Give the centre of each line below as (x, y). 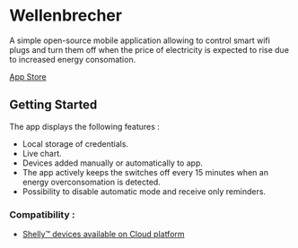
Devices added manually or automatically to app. (113, 163)
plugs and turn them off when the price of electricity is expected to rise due (149, 49)
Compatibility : (42, 214)
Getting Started (53, 105)
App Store (28, 76)
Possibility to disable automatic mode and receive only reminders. (144, 191)
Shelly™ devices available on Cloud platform (104, 235)
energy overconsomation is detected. (92, 182)
